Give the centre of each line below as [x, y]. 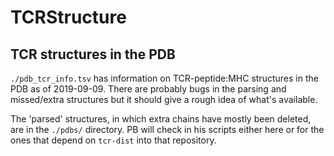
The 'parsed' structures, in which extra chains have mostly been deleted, [161, 119]
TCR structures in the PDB [93, 54]
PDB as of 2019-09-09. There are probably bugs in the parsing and [148, 89]
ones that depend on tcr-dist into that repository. [113, 140]
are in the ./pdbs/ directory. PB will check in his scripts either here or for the [167, 129]
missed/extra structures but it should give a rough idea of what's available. [164, 99]
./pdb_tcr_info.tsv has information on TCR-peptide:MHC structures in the [164, 78]
